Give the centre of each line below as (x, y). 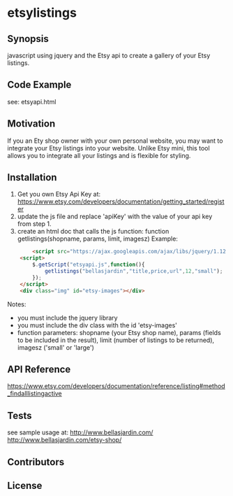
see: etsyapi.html (32, 101)
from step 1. (34, 224)
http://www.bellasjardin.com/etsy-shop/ (65, 440)
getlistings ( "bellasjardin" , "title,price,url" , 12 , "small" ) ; (134, 271)
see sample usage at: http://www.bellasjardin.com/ (80, 432)
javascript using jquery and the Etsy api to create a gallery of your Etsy (109, 55)
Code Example (39, 85)
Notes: (17, 304)
